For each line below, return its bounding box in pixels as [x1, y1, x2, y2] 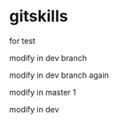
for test [9, 35, 35, 46]
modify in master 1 [9, 87, 77, 97]
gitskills [9, 6, 68, 27]
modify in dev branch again [9, 69, 109, 81]
